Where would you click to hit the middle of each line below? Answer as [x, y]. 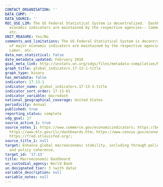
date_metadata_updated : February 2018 [44, 59]
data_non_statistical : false [34, 55]
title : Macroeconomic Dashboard [38, 159]
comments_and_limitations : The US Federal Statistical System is [72, 41]
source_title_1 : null [27, 141]
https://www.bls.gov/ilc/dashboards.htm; [52, 132]
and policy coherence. [32, 150]
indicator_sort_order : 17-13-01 [38, 91]
